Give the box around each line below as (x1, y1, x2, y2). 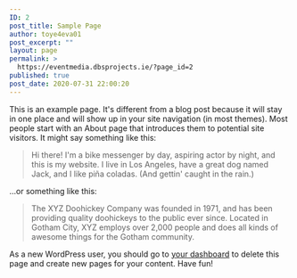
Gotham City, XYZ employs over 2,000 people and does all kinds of (30, 222, 279, 233)
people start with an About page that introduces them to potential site (9, 122, 265, 134)
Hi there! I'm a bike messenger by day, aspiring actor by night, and (30, 149, 276, 160)
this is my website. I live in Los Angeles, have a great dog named (30, 159, 269, 169)
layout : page (9, 46, 58, 55)
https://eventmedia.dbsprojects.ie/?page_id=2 (17, 63, 194, 72)
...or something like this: (9, 185, 97, 196)
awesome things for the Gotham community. (30, 231, 194, 241)
